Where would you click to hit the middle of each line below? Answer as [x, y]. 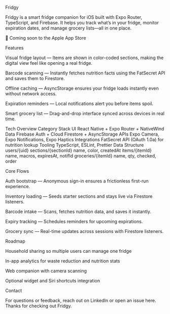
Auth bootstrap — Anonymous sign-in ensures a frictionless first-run [77, 181]
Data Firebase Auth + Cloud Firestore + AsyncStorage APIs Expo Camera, [82, 134]
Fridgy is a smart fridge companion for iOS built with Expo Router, [74, 17]
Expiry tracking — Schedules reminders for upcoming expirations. [74, 221]
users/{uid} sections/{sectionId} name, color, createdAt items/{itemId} [79, 150]
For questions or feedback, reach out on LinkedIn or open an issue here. [81, 300]
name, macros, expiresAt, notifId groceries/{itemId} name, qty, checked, [81, 156]
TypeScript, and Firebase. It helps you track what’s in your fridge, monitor [82, 23]
